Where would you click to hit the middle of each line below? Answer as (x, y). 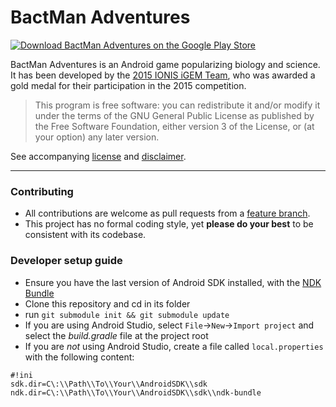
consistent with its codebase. (85, 235)
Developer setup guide (66, 261)
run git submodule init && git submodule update (127, 314)
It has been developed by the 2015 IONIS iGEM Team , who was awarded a (163, 75)
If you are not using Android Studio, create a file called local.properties (174, 346)
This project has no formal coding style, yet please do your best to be (169, 224)
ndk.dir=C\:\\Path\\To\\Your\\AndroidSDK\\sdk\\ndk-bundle (136, 392)
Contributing (42, 191)
